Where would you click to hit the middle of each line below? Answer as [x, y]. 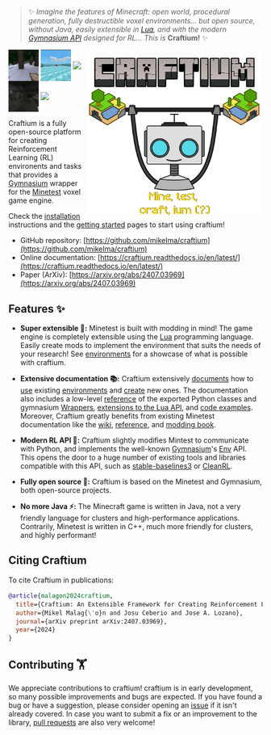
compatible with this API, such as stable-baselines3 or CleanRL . [126, 466]
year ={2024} [36, 630]
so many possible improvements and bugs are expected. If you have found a [135, 696]
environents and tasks [45, 166]
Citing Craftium [48, 561]
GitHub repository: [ [53, 241]
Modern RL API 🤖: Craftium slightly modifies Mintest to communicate [134, 440]
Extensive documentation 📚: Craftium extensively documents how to [137, 379]
